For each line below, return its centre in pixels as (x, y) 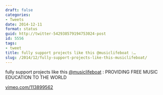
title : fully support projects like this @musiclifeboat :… (71, 53)
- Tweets (15, 19)
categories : (18, 15)
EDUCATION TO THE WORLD (36, 78)
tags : (11, 43)
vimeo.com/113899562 (29, 87)
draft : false (19, 10)
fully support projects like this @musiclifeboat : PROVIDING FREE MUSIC (81, 72)
